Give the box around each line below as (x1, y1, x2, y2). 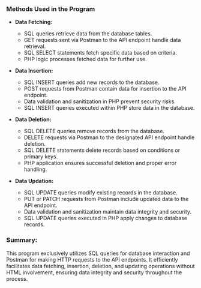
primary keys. (23, 153, 58, 160)
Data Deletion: (14, 116, 52, 123)
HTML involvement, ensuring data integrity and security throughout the (6, 269, 182, 276)
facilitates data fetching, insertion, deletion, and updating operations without (6, 262, 195, 269)
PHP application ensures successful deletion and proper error (23, 160, 177, 167)
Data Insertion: (14, 67, 53, 74)
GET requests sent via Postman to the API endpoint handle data (23, 37, 181, 44)
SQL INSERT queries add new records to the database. (23, 79, 160, 86)
